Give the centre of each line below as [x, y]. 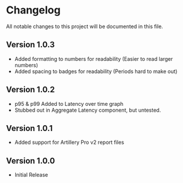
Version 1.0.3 [30, 45]
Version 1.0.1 [30, 128]
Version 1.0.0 [31, 160]
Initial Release [31, 175]
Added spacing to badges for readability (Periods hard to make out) [96, 71]
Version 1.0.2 [31, 90]
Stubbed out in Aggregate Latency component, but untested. [88, 110]
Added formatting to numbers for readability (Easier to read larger [94, 58]
